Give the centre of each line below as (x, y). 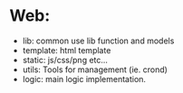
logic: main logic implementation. (84, 79)
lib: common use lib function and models (98, 41)
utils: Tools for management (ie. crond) (95, 70)
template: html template (67, 50)
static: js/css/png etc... (65, 60)
